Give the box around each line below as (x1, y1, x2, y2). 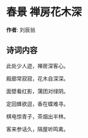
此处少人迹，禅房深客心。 (6, 62, 69, 69)
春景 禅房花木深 (6, 5, 82, 19)
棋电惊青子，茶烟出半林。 (6, 112, 69, 120)
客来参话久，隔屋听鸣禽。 (6, 126, 69, 133)
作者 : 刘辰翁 (6, 26, 36, 33)
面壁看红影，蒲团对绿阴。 (6, 87, 69, 95)
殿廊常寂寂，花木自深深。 (6, 75, 69, 82)
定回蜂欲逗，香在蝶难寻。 (6, 100, 69, 107)
